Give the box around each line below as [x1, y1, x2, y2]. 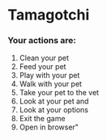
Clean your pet [19, 53, 70, 63]
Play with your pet [19, 71, 80, 81]
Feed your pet [19, 62, 66, 72]
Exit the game [19, 114, 66, 124]
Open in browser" [19, 122, 79, 132]
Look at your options [19, 105, 88, 115]
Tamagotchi [7, 6, 90, 24]
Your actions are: [7, 35, 76, 46]
